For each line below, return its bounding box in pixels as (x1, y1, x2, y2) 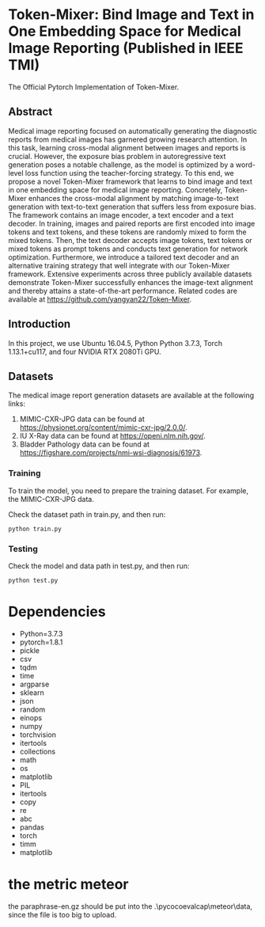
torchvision (19, 730, 57, 739)
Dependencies (8, 603, 106, 621)
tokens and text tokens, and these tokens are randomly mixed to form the (8, 227, 247, 237)
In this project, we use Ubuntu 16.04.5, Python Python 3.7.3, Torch (8, 338, 223, 348)
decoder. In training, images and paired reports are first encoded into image (8, 218, 256, 228)
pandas (19, 822, 45, 832)
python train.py (8, 525, 62, 533)
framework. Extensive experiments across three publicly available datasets (8, 269, 252, 279)
